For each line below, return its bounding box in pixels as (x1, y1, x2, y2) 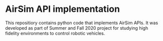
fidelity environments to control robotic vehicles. (5, 30, 105, 36)
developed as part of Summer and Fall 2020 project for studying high (5, 25, 148, 31)
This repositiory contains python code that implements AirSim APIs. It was (5, 20, 158, 26)
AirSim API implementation (5, 3, 120, 15)
